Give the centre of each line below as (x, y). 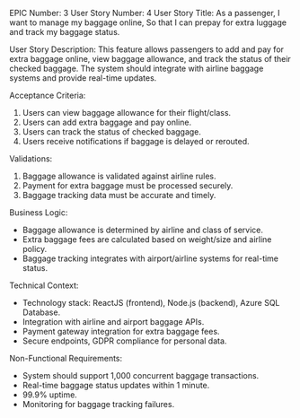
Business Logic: (39, 213)
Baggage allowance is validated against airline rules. (119, 176)
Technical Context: (44, 285)
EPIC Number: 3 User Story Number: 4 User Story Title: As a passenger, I (145, 13)
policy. (35, 249)
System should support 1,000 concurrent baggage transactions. (141, 375)
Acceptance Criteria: (48, 95)
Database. (41, 312)
